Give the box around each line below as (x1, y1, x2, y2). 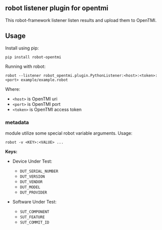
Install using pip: (5, 45, 39, 51)
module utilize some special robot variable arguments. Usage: (5, 130, 132, 136)
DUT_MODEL (19, 185, 41, 190)
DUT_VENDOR (19, 179, 43, 184)
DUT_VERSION (19, 174, 45, 179)
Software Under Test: (12, 199, 56, 205)
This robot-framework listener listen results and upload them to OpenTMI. (5, 17, 157, 23)
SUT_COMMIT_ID (19, 220, 49, 225)
